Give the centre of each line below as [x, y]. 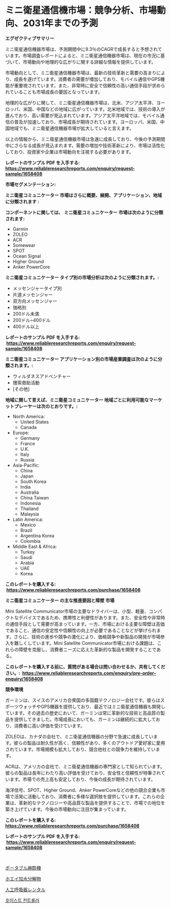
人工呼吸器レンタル [25, 889]
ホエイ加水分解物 [23, 878]
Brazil [26, 530]
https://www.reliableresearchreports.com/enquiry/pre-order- [89, 673]
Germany [30, 438]
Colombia [30, 541]
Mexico [28, 525]
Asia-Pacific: [26, 465]
